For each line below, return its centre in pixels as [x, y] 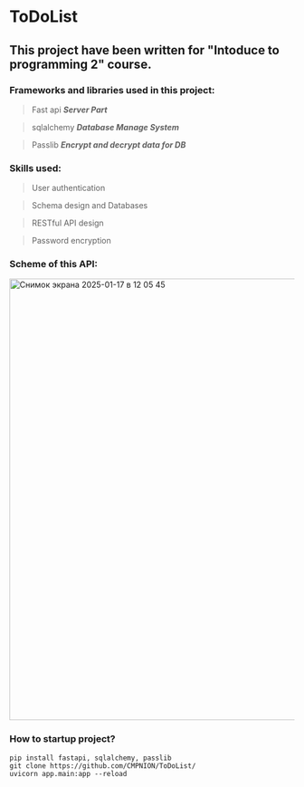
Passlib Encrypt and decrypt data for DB [109, 144]
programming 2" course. [81, 64]
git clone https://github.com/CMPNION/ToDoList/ [103, 766]
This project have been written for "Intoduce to [145, 50]
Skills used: [35, 168]
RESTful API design [67, 223]
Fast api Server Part [69, 110]
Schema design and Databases [90, 206]
